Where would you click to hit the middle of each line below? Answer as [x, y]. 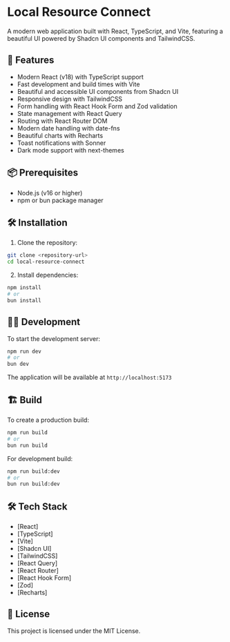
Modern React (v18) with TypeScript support [80, 77]
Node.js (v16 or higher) [50, 193]
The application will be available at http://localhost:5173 [89, 378]
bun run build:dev [33, 484]
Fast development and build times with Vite [78, 84]
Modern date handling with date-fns [68, 128]
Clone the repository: [47, 243]
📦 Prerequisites [43, 173]
